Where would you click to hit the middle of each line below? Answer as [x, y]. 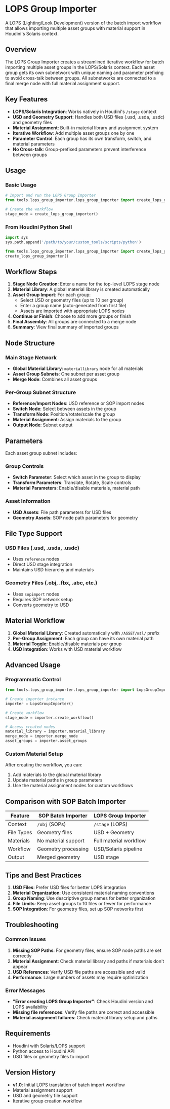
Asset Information [28, 501]
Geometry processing [63, 849]
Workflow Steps [31, 272]
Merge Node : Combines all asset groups [55, 379]
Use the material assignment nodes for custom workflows [73, 786]
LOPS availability [30, 1007]
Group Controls [25, 466]
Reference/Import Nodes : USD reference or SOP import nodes [78, 403]
